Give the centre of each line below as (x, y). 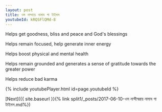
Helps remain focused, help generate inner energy (58, 44)
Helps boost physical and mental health (47, 54)
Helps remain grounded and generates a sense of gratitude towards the (81, 64)
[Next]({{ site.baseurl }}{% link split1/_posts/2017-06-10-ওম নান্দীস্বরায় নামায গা (81, 99)
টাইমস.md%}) (18, 105)
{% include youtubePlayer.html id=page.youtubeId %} (62, 89)
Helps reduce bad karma (31, 79)
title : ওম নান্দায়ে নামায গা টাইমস (32, 15)
